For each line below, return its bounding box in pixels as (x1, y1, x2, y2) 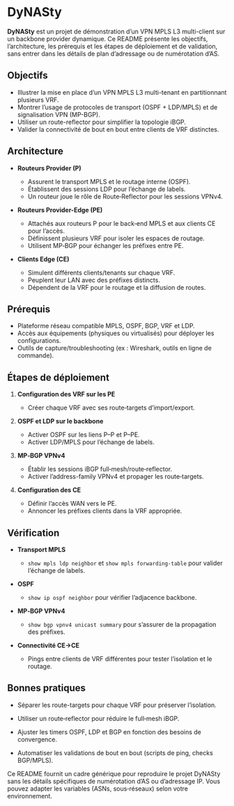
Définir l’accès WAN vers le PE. (27, 499, 117, 508)
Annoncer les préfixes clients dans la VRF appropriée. (27, 506, 182, 516)
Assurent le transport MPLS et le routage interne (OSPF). (27, 177, 191, 185)
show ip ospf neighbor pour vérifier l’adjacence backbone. (27, 594, 197, 601)
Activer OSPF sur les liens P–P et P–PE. (27, 431, 141, 439)
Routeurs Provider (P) (17, 164, 81, 172)
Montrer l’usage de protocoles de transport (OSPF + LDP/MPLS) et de (17, 102, 218, 111)
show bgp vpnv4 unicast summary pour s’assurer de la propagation (27, 621, 217, 628)
